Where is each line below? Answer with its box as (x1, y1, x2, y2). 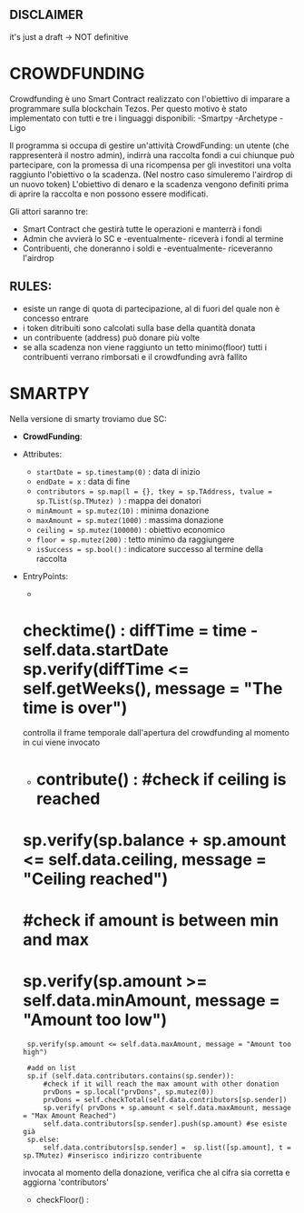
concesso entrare (22, 313, 89, 324)
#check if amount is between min (22, 910, 279, 930)
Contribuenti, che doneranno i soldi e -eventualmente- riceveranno (22, 243, 274, 254)
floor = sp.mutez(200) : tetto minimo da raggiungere (35, 534, 235, 545)
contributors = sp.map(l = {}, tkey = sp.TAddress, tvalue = (35, 486, 272, 496)
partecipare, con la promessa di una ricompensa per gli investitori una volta (9, 159, 292, 170)
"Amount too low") (22, 1009, 168, 1030)
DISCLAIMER (9, 7, 83, 23)
